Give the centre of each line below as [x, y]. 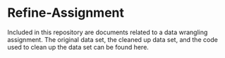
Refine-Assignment [66, 13]
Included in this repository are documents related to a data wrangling [108, 32]
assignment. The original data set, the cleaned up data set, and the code [113, 39]
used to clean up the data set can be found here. [78, 47]
